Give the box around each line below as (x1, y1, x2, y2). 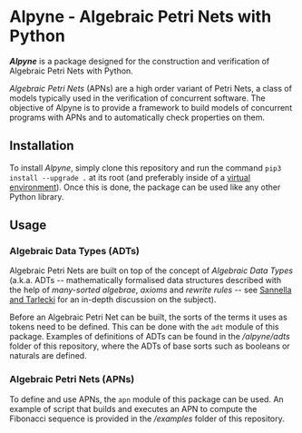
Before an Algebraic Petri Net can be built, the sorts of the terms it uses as (9, 311, 287, 323)
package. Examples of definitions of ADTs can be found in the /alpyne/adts (9, 331, 290, 342)
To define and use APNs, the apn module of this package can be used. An (9, 393, 284, 405)
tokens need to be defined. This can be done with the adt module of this (9, 321, 279, 332)
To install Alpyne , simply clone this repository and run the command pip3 (9, 162, 282, 173)
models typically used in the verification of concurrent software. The (9, 93, 266, 103)
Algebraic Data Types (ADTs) (9, 245, 141, 258)
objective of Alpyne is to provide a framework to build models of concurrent (9, 102, 293, 113)
